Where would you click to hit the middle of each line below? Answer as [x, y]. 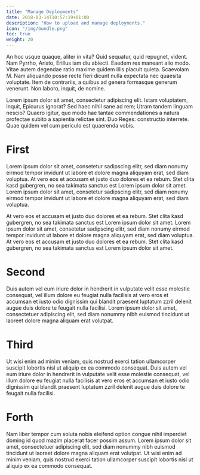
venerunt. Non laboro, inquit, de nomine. [56, 88]
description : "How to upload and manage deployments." [76, 23]
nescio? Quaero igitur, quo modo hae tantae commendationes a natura [93, 113]
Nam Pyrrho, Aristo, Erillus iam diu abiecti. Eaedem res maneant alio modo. [98, 63]
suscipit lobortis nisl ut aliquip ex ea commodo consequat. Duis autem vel [96, 367]
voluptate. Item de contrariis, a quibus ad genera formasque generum [92, 82]
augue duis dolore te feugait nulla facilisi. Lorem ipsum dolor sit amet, [92, 308]
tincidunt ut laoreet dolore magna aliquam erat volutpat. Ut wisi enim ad [94, 453]
